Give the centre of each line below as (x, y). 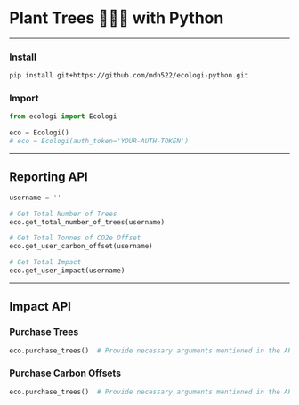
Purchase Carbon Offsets (65, 373)
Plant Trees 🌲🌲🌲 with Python (117, 18)
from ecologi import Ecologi (63, 117)
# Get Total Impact (45, 263)
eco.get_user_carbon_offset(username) (81, 247)
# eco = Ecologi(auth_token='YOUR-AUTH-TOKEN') (99, 142)
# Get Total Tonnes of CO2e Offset (75, 238)
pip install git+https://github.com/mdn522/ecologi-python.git (129, 76)
